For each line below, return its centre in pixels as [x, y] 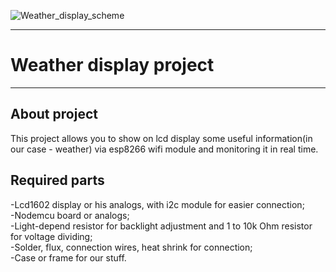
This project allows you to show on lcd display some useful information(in [161, 138]
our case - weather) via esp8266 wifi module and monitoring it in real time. [164, 149]
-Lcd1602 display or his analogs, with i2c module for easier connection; [157, 204]
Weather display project [112, 65]
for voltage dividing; [51, 236]
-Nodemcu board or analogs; [70, 215]
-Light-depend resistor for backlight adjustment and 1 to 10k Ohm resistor [161, 226]
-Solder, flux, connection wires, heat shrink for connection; [131, 247]
